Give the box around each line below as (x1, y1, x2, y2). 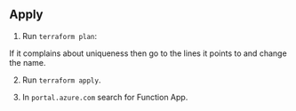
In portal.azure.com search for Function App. (21, 91, 188, 102)
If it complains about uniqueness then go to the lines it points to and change (9, 48, 287, 59)
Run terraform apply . (21, 75, 101, 85)
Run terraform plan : (21, 30, 98, 41)
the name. (9, 57, 46, 67)
